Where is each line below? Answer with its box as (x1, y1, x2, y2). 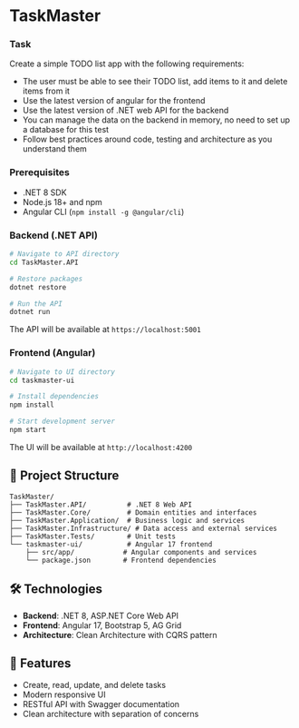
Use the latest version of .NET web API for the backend (22, 105, 229, 116)
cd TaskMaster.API (9, 258, 79, 267)
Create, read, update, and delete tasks (22, 680, 166, 691)
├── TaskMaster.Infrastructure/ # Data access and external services (9, 524, 278, 533)
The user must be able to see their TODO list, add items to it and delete (22, 76, 288, 87)
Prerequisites (9, 166, 70, 179)
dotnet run (9, 308, 51, 317)
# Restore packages (9, 274, 83, 283)
